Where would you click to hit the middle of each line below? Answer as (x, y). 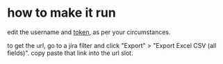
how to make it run (61, 13)
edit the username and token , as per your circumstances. (89, 32)
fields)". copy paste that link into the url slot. (70, 53)
